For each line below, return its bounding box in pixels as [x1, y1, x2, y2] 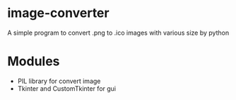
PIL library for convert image [17, 77, 101, 85]
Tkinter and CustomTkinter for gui [17, 84, 117, 93]
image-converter [7, 5, 110, 21]
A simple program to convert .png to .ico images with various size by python [7, 28, 230, 37]
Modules [7, 53, 60, 70]
